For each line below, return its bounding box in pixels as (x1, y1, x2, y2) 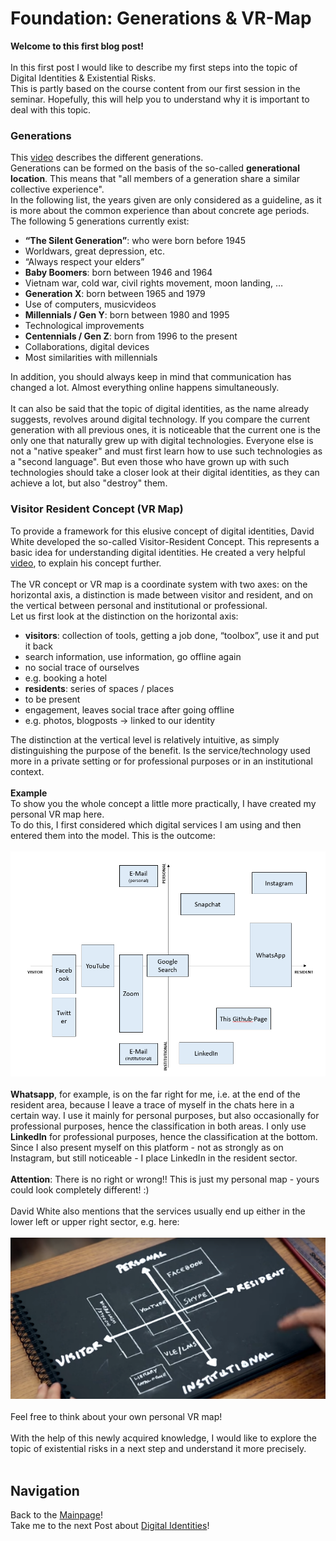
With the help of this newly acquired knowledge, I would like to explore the (10, 1432, 317, 1444)
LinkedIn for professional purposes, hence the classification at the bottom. (10, 1130, 318, 1142)
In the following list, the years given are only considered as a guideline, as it (10, 194, 322, 206)
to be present (24, 693, 81, 705)
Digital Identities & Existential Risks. (10, 72, 157, 84)
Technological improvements (24, 320, 145, 332)
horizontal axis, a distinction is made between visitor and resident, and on (10, 588, 314, 601)
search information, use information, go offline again (24, 650, 242, 662)
